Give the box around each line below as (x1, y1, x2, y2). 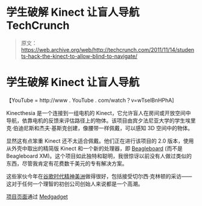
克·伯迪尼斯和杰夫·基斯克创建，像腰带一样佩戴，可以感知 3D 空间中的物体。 (6, 124, 194, 131)
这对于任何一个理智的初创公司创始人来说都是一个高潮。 (6, 180, 143, 187)
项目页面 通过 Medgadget (6, 193, 68, 200)
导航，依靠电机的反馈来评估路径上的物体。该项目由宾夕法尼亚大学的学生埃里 (6, 117, 196, 124)
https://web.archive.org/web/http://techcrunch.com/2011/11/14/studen (20, 46, 194, 53)
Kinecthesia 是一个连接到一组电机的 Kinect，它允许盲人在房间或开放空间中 (6, 109, 191, 116)
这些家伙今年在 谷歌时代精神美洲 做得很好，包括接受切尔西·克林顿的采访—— (6, 172, 192, 179)
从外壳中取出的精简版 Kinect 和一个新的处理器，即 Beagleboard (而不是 (6, 145, 183, 152)
